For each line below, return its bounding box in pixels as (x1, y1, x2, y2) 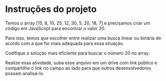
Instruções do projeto (5, 3, 97, 15)
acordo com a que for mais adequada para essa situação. (5, 40, 124, 46)
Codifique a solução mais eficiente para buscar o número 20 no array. (5, 50, 150, 56)
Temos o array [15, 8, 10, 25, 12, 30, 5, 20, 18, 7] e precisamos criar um (5, 20, 150, 26)
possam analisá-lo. (5, 70, 45, 76)
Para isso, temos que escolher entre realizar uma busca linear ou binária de (5, 35, 161, 41)
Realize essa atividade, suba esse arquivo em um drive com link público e (5, 59, 157, 65)
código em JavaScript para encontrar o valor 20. (5, 25, 106, 31)
